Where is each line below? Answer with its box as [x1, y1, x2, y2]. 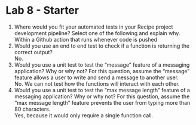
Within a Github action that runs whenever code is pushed [14, 36, 158, 43]
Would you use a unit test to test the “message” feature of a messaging [14, 61, 190, 68]
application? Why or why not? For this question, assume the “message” [14, 67, 190, 74]
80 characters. [14, 105, 51, 112]
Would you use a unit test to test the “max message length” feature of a [14, 86, 191, 93]
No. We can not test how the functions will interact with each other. [14, 80, 180, 87]
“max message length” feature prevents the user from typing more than [14, 99, 191, 106]
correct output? [14, 48, 53, 55]
